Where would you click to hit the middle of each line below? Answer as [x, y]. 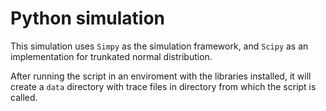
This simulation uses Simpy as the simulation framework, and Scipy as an [159, 46]
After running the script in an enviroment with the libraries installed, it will [161, 76]
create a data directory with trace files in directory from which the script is [163, 86]
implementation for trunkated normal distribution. [111, 56]
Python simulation [88, 18]
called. [24, 97]
